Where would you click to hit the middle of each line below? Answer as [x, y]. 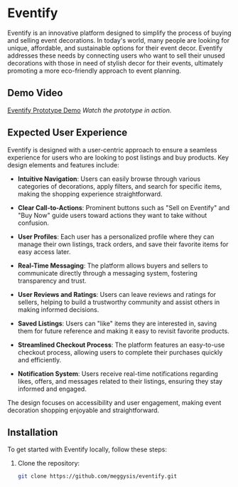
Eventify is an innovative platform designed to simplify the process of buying [120, 33]
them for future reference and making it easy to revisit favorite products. [123, 331]
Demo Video [35, 93]
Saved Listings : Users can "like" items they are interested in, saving [117, 323]
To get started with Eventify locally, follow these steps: [87, 449]
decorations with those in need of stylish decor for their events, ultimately [115, 63]
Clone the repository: [49, 464]
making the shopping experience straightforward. [90, 194]
